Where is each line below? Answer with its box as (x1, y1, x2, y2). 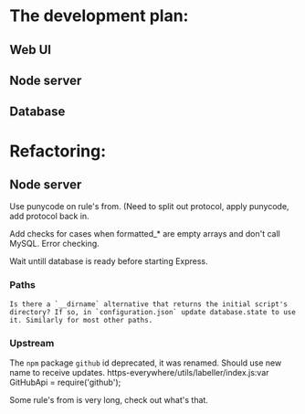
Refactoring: (9, 141, 107, 161)
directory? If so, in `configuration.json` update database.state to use (9, 307, 297, 316)
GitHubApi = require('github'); (9, 377, 121, 387)
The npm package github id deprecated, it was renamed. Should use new (9, 357, 282, 368)
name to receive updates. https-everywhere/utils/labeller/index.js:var (9, 366, 269, 377)
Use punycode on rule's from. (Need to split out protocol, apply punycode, (9, 201, 289, 212)
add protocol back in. (9, 211, 89, 222)
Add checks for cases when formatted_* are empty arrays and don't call (9, 228, 280, 239)
